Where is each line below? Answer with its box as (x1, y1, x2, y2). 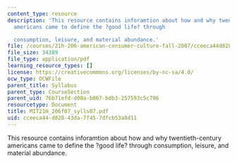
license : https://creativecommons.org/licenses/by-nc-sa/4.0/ (7, 68, 194, 76)
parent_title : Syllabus (7, 81, 78, 89)
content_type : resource (7, 10, 78, 18)
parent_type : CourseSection (7, 89, 90, 96)
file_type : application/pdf (7, 56, 90, 63)
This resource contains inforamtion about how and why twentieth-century (7, 133, 222, 142)
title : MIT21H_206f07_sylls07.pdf (7, 108, 109, 115)
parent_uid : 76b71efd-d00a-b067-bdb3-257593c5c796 (7, 95, 159, 102)
